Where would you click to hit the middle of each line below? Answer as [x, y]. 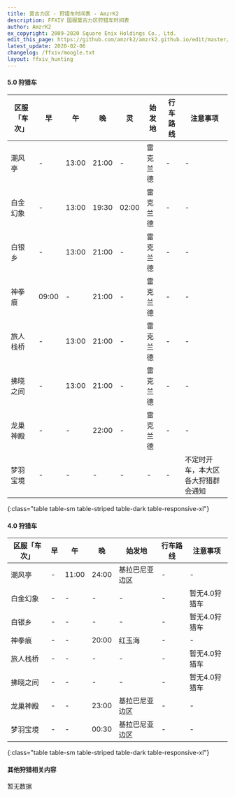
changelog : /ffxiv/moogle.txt [51, 53]
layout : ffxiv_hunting [40, 59]
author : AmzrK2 [29, 27]
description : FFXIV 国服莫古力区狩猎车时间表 [68, 20]
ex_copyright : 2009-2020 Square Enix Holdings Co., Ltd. [92, 33]
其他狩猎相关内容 [32, 769]
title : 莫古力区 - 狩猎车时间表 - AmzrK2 [63, 14]
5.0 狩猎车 [22, 82]
